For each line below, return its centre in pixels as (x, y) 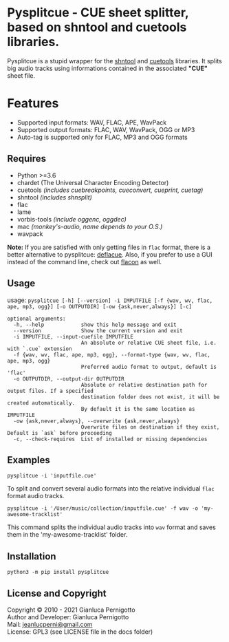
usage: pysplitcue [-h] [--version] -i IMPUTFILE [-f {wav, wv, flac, (110, 300)
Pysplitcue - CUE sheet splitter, (98, 13)
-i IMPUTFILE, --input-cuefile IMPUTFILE (74, 336)
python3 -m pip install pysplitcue (58, 573)
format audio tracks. (36, 496)
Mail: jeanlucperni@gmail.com (50, 624)
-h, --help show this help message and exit (95, 325)
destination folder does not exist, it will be (150, 397)
